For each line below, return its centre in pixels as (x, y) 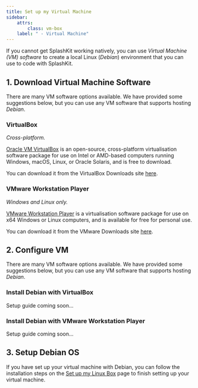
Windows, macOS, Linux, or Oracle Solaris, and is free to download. (89, 162)
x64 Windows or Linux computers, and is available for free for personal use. (99, 220)
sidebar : (17, 17)
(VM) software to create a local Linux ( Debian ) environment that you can (95, 57)
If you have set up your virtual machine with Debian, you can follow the (93, 367)
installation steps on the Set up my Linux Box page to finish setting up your (98, 373)
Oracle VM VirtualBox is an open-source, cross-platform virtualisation (92, 149)
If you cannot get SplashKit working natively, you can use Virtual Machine (97, 51)
